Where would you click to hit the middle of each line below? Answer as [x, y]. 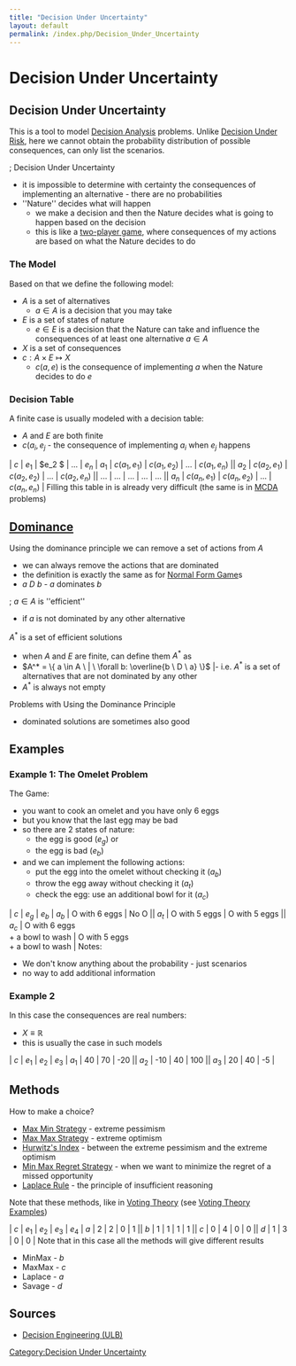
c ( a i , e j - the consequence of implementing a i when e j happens [136, 446]
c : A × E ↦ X [46, 357]
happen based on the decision [91, 222]
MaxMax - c [44, 1267]
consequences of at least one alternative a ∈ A [121, 339]
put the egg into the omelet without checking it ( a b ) [129, 872]
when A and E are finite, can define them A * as [107, 655]
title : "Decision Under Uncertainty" [79, 17]
